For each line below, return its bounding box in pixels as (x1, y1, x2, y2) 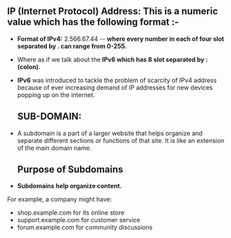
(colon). (17, 62, 41, 71)
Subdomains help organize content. (17, 182, 122, 190)
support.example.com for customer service (17, 216, 141, 224)
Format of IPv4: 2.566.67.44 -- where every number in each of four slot (17, 34, 224, 43)
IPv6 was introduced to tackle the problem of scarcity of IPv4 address (17, 76, 217, 84)
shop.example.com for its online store (17, 208, 125, 217)
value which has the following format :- (7, 17, 179, 28)
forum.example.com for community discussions (17, 224, 153, 232)
